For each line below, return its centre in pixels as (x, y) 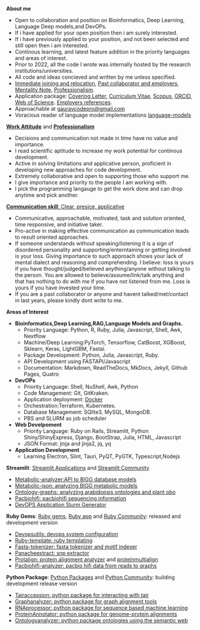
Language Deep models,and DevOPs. (61, 26)
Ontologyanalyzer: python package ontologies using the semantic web (101, 620)
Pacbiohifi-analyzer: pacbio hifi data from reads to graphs (86, 566)
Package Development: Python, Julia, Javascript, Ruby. (91, 355)
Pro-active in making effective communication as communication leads (102, 231)
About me (19, 9)
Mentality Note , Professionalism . (54, 90)
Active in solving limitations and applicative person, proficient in (93, 163)
